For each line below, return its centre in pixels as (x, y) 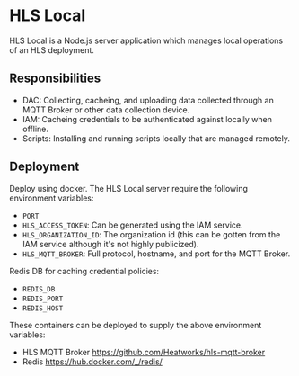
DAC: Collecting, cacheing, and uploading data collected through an (148, 100)
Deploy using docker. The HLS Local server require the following (129, 188)
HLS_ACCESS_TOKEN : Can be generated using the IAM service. (133, 225)
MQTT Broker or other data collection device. (106, 110)
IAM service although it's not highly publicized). (110, 244)
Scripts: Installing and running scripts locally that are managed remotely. (156, 138)
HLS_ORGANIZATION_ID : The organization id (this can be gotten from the (151, 234)
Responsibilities (55, 79)
